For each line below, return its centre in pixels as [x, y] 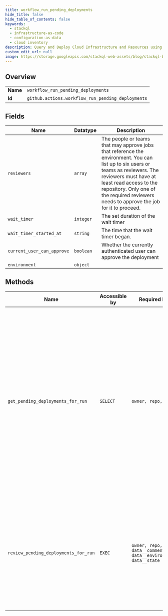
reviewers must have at [128, 176]
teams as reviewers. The [130, 170]
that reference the [122, 151]
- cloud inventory [29, 43]
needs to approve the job [131, 201]
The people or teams [126, 139]
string [82, 234]
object [82, 265]
